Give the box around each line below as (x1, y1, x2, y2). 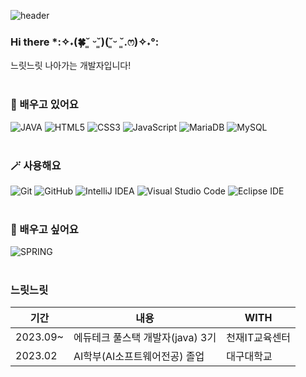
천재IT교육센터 (226, 331, 292, 345)
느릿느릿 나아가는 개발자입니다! (10, 60, 132, 72)
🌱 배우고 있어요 (10, 98, 79, 112)
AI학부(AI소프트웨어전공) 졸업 (73, 350, 205, 364)
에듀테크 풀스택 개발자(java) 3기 (73, 331, 217, 345)
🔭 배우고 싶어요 (10, 222, 79, 236)
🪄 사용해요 (10, 158, 62, 172)
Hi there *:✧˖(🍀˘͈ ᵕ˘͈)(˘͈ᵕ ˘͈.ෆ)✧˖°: (10, 35, 160, 49)
